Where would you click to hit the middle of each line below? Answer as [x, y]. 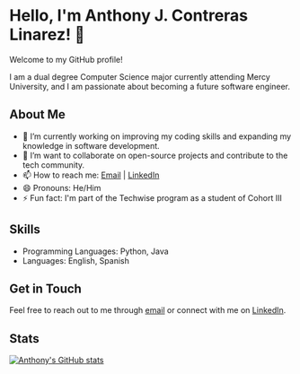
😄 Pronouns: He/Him [62, 187]
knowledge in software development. [91, 145]
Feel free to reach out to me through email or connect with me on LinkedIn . [148, 310]
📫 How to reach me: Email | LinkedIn [91, 175]
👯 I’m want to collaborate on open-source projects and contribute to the [155, 155]
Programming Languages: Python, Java [95, 251]
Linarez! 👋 [47, 35]
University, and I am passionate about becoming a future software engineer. [150, 86]
